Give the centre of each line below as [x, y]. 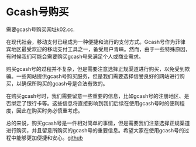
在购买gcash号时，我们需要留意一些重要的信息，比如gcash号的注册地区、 [95, 96]
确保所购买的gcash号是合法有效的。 [65, 83]
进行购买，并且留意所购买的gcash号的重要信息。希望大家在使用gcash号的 [95, 130]
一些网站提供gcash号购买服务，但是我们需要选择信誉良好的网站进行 [98, 76]
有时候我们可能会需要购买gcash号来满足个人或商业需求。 [75, 56]
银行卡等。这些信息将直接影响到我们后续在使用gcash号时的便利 [103, 103]
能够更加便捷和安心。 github [49, 138]
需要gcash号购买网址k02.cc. [40, 29]
